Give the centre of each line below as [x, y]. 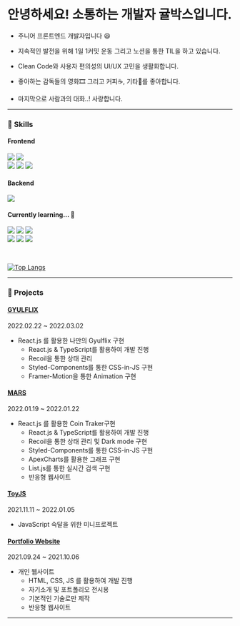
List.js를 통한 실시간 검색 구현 [69, 468]
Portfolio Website [34, 541]
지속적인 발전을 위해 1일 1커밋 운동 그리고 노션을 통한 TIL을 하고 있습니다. [119, 51]
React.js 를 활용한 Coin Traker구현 [66, 423]
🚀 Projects [26, 293]
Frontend [21, 141]
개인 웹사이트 [36, 572]
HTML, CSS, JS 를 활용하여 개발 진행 [81, 581]
